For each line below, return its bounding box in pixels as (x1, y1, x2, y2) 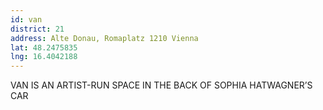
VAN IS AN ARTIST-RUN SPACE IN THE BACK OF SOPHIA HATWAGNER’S (10, 79, 313, 91)
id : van (10, 14, 43, 25)
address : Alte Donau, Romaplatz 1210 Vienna (10, 33, 199, 43)
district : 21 (10, 24, 65, 34)
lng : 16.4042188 (10, 52, 78, 62)
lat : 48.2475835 (10, 42, 78, 53)
